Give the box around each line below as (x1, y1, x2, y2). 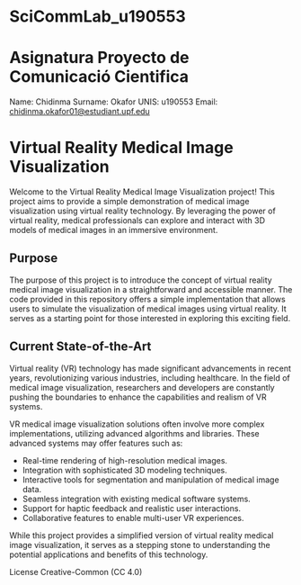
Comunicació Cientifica (9, 67, 189, 87)
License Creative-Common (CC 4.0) (9, 566, 143, 577)
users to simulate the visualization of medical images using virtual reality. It (9, 303, 288, 314)
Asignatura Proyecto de (9, 48, 190, 68)
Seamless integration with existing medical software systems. (22, 493, 252, 504)
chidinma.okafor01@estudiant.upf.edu (9, 106, 150, 117)
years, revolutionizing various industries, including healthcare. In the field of (9, 372, 290, 383)
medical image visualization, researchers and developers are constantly (9, 382, 276, 392)
